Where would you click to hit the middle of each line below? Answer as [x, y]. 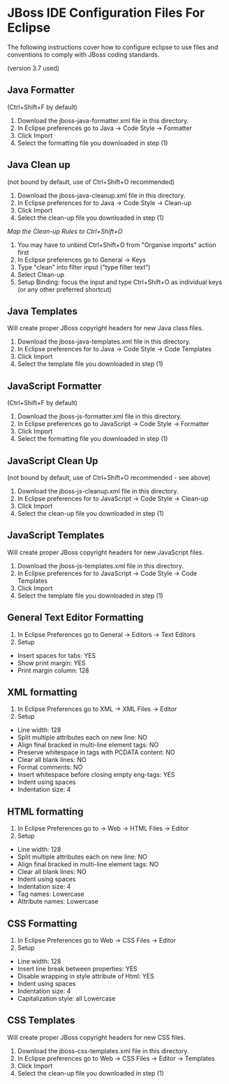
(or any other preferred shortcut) [64, 289]
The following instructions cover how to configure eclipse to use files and [113, 47]
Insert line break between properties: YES [77, 969]
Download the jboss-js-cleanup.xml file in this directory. [98, 491]
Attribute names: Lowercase [58, 901]
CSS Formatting [42, 923]
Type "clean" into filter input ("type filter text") [84, 267]
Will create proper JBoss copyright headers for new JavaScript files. [106, 552]
